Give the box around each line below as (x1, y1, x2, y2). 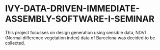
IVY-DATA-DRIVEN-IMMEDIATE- (5, 3, 140, 14)
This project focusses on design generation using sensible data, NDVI (5, 29, 146, 35)
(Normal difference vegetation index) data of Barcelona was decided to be (5, 35, 156, 41)
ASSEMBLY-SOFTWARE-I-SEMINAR (5, 13, 155, 25)
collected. (5, 40, 26, 46)
